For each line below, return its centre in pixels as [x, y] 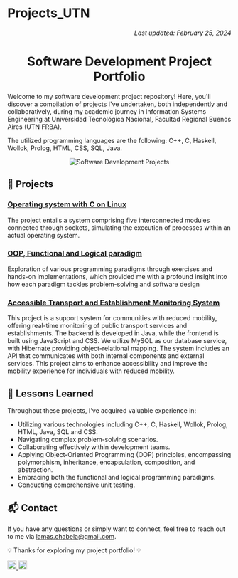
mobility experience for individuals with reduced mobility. [91, 371]
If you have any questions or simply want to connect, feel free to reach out [117, 529]
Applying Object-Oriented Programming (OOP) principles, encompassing [124, 454]
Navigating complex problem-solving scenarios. [88, 439]
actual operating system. [44, 235]
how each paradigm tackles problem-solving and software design [104, 284]
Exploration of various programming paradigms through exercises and [110, 269]
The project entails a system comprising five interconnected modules [109, 220]
